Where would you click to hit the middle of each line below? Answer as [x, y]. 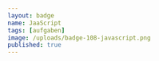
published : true [34, 45]
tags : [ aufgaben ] [36, 30]
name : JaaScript [34, 23]
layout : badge [31, 15]
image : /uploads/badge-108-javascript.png [79, 38]
